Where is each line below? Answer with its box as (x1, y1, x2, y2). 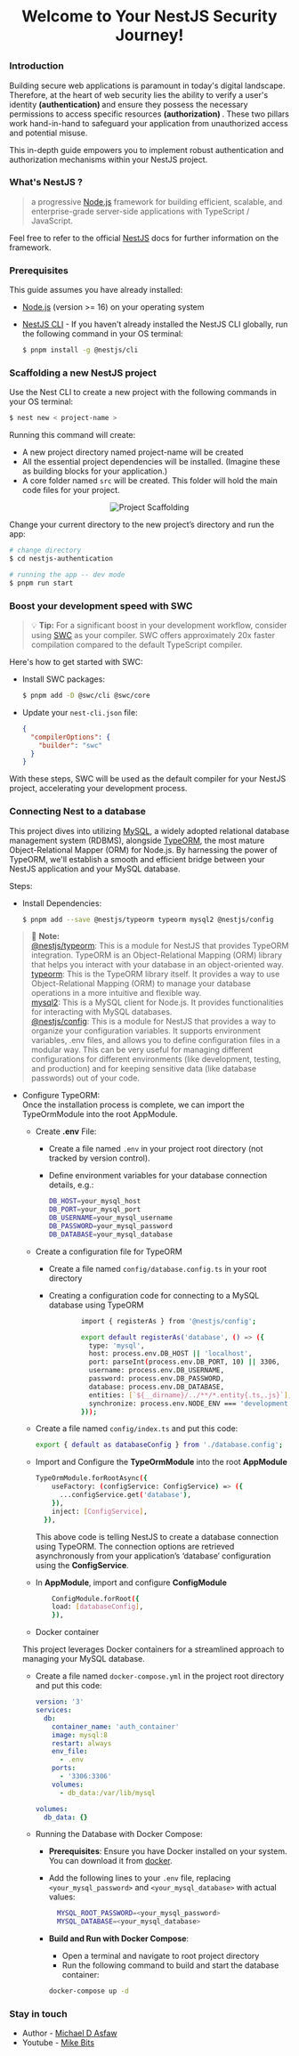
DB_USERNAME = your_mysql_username (48, 1213, 174, 1223)
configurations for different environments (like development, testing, (30, 1054, 282, 1064)
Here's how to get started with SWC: (9, 657, 144, 667)
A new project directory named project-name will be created (21, 447, 244, 457)
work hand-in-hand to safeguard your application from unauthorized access (9, 117, 288, 128)
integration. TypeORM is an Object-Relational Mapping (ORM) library (30, 950, 283, 960)
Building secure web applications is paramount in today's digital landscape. (9, 80, 286, 91)
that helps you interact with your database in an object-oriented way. (30, 959, 285, 970)
